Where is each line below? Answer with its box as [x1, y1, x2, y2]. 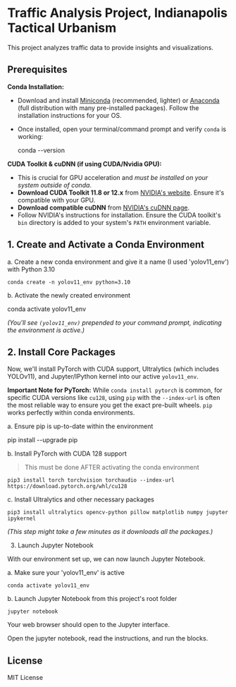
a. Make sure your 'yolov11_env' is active [7, 569, 125, 577]
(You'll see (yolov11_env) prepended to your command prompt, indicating [7, 318, 222, 327]
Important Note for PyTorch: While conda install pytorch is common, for [7, 386, 223, 394]
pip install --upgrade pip [7, 436, 78, 444]
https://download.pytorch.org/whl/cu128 [7, 483, 128, 490]
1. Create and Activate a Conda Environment [7, 238, 205, 251]
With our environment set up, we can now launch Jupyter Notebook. [7, 555, 206, 564]
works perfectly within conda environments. [7, 408, 135, 417]
